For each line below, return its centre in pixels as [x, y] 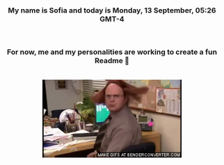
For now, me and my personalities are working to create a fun [112, 52]
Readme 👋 [112, 61]
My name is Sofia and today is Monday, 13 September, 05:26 [112, 10]
